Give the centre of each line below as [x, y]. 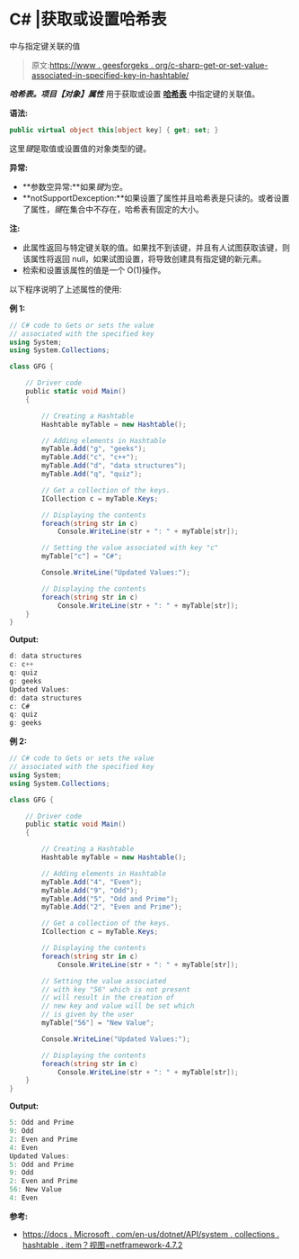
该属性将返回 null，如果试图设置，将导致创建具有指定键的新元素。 [144, 258]
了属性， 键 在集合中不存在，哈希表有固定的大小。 [113, 209]
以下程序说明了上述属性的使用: [66, 289]
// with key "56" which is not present [116, 989]
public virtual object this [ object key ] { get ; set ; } [114, 130]
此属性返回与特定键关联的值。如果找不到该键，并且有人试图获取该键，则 [156, 247]
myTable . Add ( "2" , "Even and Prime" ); [112, 907]
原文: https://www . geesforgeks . [92, 65]
